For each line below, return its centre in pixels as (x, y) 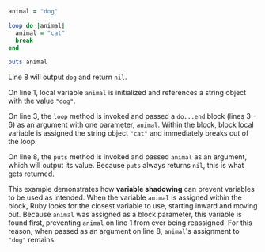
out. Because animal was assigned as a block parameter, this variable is (125, 215)
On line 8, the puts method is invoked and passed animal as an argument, (128, 157)
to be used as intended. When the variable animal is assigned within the (125, 197)
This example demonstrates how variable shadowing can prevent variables (131, 189)
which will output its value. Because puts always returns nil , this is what (126, 166)
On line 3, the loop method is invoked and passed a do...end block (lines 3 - (132, 116)
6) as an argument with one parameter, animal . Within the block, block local (131, 125)
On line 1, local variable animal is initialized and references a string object (127, 93)
